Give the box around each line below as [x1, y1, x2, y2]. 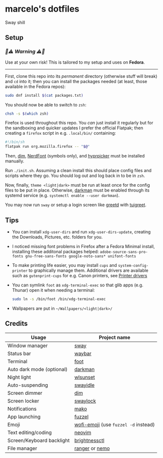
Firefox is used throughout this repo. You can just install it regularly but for [5, 120, 154, 126]
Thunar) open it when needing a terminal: [12, 287, 95, 293]
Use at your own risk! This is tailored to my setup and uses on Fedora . [5, 59, 145, 65]
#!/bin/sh [5, 140, 25, 144]
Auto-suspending [7, 382, 49, 388]
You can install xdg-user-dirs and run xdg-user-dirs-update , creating [12, 229, 151, 234]
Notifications [7, 405, 37, 412]
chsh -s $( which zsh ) [5, 111, 49, 116]
